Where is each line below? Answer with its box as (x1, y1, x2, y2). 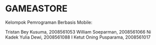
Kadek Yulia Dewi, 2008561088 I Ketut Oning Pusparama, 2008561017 (5, 34, 151, 40)
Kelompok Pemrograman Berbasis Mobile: (5, 19, 93, 25)
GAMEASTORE (5, 3, 68, 14)
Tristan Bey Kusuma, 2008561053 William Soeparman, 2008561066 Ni (5, 29, 151, 35)
